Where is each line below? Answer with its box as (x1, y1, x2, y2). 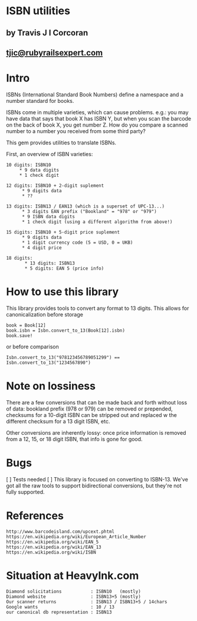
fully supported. (6, 488, 45, 495)
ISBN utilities (6, 4, 71, 18)
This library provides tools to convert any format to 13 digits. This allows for (6, 305, 189, 312)
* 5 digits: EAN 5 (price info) (24, 265, 104, 271)
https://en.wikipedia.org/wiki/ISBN (6, 549, 96, 555)
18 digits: (6, 255, 33, 261)
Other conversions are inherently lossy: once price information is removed (6, 429, 186, 436)
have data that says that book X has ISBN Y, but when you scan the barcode (6, 115, 192, 122)
